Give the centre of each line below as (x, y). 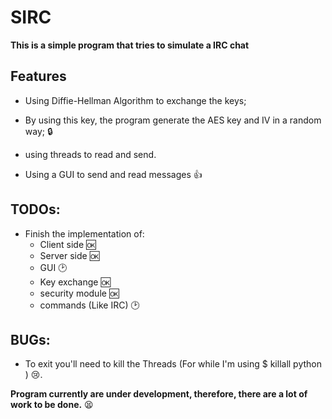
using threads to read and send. (90, 154)
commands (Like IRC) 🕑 (89, 305)
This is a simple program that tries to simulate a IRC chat (130, 45)
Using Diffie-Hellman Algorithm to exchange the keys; (135, 100)
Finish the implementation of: (84, 233)
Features (38, 76)
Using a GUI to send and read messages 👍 (113, 174)
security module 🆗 (79, 293)
